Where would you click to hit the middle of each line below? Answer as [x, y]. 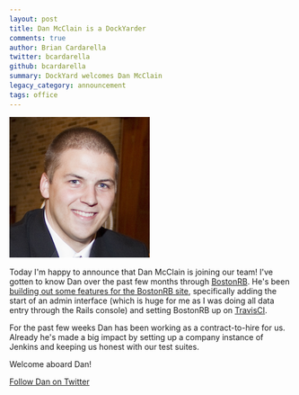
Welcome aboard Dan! [51, 364]
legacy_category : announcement [68, 85]
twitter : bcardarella [50, 57]
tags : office [34, 94]
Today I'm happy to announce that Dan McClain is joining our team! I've [141, 272]
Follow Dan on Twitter [49, 382]
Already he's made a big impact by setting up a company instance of [136, 337]
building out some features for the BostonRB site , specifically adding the [143, 291]
